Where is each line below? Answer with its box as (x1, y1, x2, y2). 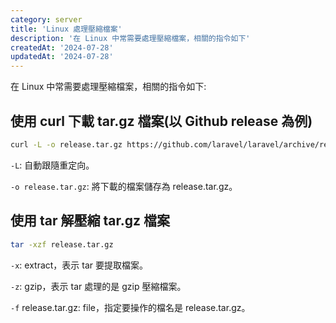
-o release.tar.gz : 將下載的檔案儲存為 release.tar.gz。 (10, 180, 238, 192)
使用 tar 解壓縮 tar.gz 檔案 (10, 212, 170, 230)
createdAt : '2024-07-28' (10, 42, 114, 53)
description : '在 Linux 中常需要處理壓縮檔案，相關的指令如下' (10, 33, 251, 43)
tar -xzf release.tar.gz (10, 239, 114, 250)
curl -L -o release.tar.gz (10, 139, 123, 150)
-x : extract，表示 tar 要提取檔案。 (10, 259, 149, 271)
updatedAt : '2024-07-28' (10, 52, 114, 62)
